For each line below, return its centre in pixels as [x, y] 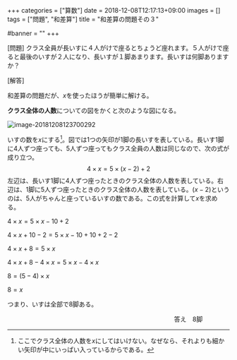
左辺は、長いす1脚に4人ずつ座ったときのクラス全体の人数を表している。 [113, 180]
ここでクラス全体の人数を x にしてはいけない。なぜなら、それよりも [115, 340]
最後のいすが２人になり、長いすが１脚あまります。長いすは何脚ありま [121, 56]
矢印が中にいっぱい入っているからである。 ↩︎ [89, 349]
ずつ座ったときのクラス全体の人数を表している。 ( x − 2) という [140, 189]
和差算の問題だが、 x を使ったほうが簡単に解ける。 [80, 95]
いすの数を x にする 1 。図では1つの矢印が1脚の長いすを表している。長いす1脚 [116, 139]
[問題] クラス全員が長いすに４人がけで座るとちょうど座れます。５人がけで [115, 48]
